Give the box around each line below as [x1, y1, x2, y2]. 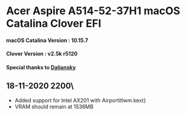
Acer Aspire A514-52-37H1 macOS [6, 4, 181, 18]
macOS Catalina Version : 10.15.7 [6, 37, 89, 44]
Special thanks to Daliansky [6, 63, 76, 71]
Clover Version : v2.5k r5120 [6, 50, 78, 57]
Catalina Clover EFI [6, 17, 102, 30]
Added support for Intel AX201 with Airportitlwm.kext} [14, 97, 146, 104]
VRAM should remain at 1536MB [14, 103, 94, 110]
